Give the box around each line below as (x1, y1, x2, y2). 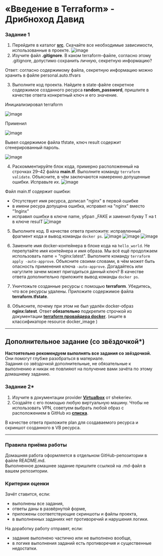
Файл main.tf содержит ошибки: (5, 189, 71, 195)
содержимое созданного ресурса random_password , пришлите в (12, 87, 149, 93)
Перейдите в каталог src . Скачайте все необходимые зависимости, (12, 42, 154, 48)
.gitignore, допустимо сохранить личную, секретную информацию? (12, 58, 152, 64)
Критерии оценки (5, 480, 49, 487)
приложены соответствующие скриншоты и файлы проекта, (12, 511, 138, 517)
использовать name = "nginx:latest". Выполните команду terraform (12, 253, 150, 259)
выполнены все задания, (12, 501, 64, 507)
